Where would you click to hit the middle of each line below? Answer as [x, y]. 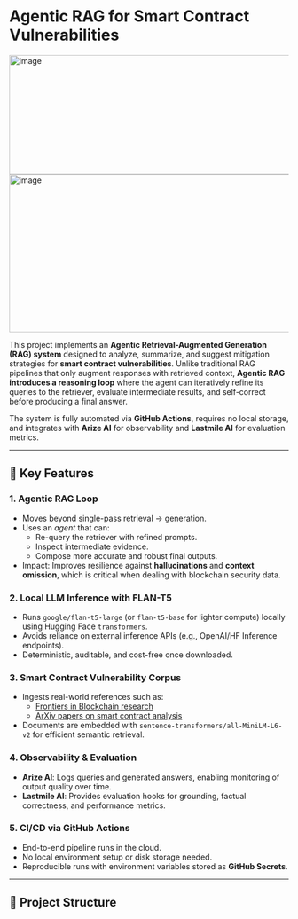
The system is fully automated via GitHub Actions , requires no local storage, [149, 418]
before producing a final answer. [69, 401]
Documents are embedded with [79, 726]
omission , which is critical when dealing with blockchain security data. [151, 575]
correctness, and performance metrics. [94, 805]
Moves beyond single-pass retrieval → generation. [114, 518]
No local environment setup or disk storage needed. [117, 857]
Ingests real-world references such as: [93, 697]
